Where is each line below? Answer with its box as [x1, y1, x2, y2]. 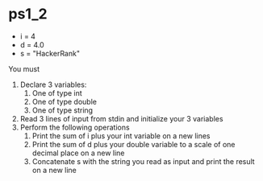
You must [8, 64, 40, 73]
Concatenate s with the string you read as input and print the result [31, 156, 256, 166]
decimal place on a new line [31, 148, 125, 158]
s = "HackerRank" [19, 48, 81, 58]
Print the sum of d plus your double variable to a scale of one [31, 139, 236, 149]
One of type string [31, 105, 94, 115]
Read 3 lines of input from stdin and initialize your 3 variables [19, 113, 223, 123]
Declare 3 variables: [19, 80, 87, 89]
